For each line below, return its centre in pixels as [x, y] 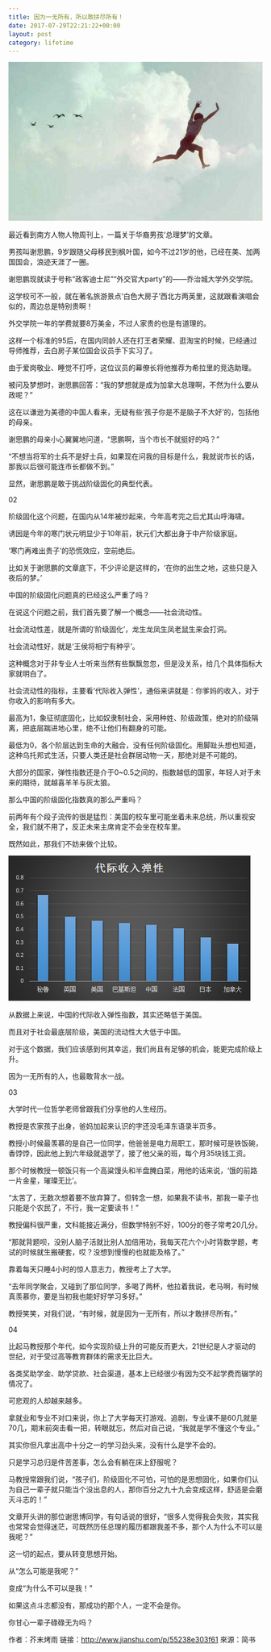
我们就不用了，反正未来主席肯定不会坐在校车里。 [104, 826]
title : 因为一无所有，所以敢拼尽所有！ [66, 17]
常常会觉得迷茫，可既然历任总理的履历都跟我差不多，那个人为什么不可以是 [139, 1526]
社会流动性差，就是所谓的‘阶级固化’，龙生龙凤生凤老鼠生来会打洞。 [120, 629]
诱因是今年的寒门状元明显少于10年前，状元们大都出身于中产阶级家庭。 [125, 533]
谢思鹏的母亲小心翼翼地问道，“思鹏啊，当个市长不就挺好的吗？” [114, 439]
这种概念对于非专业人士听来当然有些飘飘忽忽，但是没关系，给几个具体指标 [132, 663]
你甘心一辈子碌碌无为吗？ [51, 1622]
